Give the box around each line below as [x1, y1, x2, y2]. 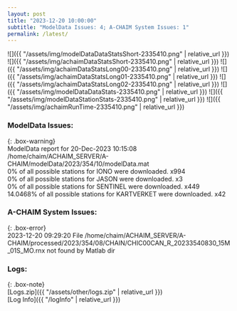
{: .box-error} [7, 223, 46, 232]
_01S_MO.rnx [7, 246, 46, 255]
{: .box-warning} [7, 137, 56, 145]
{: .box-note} [7, 280, 45, 289]
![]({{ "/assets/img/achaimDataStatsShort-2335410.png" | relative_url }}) [7, 58, 219, 66]
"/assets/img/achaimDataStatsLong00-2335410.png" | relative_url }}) [16, 65, 220, 73]
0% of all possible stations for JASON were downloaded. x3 [7, 174, 183, 183]
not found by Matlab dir [46, 246, 115, 255]
